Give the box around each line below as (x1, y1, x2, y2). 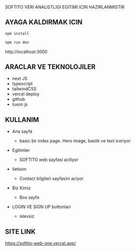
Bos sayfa (19, 195, 40, 200)
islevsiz (19, 214, 35, 219)
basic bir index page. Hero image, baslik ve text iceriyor (19, 138, 131, 144)
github (12, 96, 25, 102)
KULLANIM (5, 115, 39, 124)
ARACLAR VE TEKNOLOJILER (5, 63, 96, 71)
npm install (5, 31, 29, 36)
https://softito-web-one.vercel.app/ (5, 240, 76, 246)
